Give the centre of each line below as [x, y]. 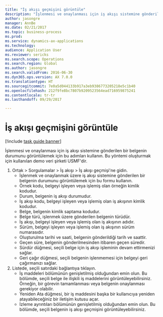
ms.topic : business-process [33, 32]
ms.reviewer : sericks [27, 55]
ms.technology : [20, 46]
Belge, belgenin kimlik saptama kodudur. [60, 212]
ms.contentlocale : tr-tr [30, 95]
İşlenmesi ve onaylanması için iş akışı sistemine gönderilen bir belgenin [76, 151]
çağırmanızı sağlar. [38, 263]
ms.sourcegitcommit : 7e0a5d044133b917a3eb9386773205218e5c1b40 [70, 86]
